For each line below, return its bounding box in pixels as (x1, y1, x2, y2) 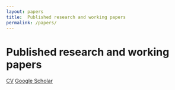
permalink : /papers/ (6, 20, 58, 25)
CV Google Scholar (6, 78, 53, 85)
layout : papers (6, 8, 44, 15)
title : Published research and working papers (6, 14, 126, 20)
